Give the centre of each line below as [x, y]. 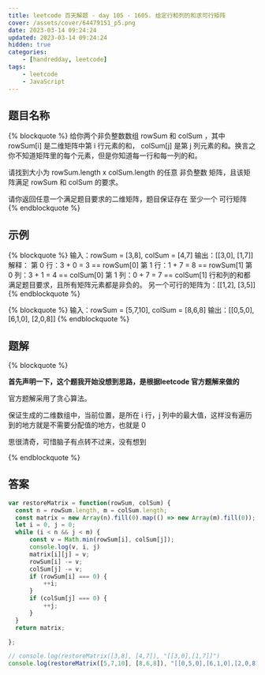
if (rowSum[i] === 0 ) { [68, 576]
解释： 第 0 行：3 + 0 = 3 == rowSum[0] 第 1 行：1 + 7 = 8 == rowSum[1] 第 [131, 265]
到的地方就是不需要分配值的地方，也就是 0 [77, 425]
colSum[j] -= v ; [56, 569]
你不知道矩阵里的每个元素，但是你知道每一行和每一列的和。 [105, 156]
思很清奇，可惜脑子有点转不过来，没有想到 [77, 441]
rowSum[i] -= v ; [56, 561]
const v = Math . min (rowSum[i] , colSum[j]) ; [102, 540]
